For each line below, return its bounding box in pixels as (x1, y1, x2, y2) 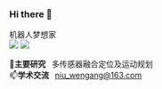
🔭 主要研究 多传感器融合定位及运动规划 (9, 59, 154, 69)
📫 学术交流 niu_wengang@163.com (9, 70, 142, 81)
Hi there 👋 (9, 8, 53, 20)
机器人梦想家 (9, 29, 56, 40)
